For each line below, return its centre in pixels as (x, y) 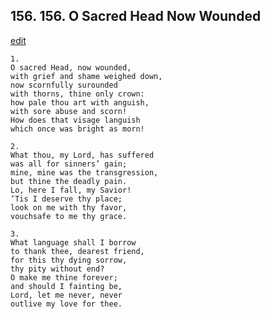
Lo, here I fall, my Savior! (71, 190)
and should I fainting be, (66, 286)
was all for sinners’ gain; (69, 164)
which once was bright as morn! (77, 129)
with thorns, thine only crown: (77, 94)
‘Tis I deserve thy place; (66, 199)
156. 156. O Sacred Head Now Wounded (136, 16)
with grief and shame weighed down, (86, 76)
